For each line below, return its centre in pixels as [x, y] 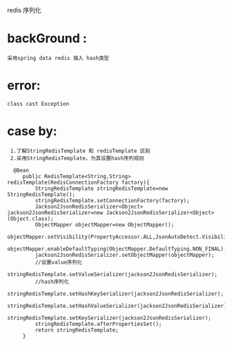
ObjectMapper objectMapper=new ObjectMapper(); [105, 224]
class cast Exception [38, 104]
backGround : [47, 38]
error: [24, 86]
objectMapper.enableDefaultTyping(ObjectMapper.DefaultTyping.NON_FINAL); [117, 249]
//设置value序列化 [59, 262]
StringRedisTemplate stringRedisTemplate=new [101, 189]
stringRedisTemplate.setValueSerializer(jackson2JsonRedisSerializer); [112, 274]
